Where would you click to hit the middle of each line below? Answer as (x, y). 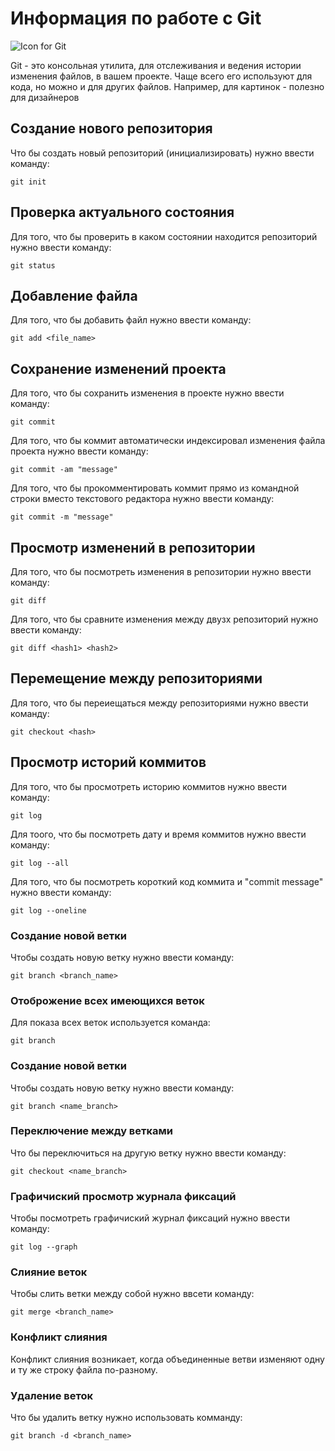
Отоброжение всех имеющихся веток (107, 1000)
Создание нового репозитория (111, 128)
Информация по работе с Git (136, 18)
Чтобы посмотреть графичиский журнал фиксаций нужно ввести (150, 1218)
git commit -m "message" (62, 517)
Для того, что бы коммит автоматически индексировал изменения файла (168, 441)
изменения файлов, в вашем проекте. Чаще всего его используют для (161, 76)
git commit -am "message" (64, 470)
